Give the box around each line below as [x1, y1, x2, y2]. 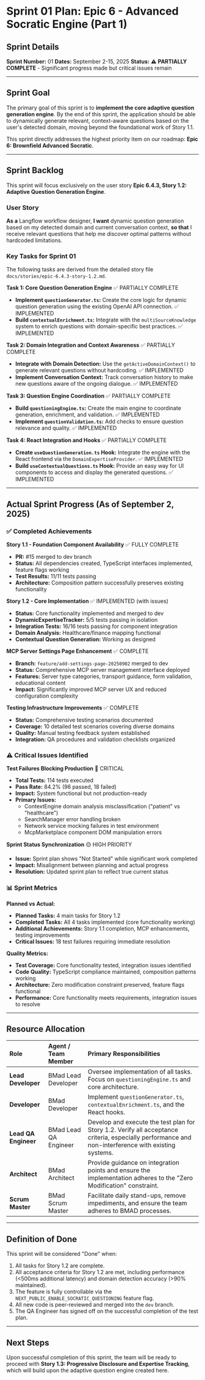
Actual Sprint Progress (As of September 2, [6, 499, 174, 509]
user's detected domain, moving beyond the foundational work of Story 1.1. [6, 124, 194, 131]
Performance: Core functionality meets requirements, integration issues [15, 994, 197, 1001]
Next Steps [6, 1337, 49, 1348]
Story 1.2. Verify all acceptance [87, 1126, 179, 1134]
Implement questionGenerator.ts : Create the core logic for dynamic [15, 297, 187, 304]
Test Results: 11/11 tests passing [15, 572, 96, 580]
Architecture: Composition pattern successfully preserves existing [15, 579, 184, 586]
